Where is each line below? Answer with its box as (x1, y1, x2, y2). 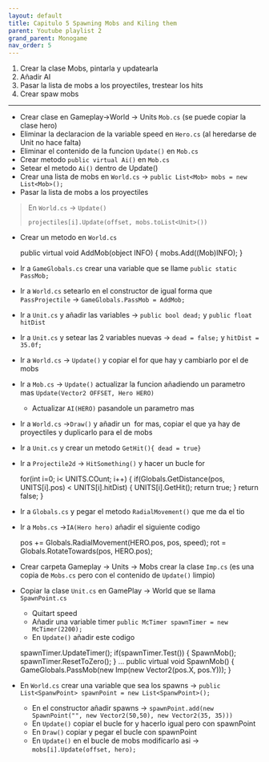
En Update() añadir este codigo (31, 633, 135, 642)
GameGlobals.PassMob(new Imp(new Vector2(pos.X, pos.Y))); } (19, 665, 231, 675)
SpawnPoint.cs (19, 594, 67, 602)
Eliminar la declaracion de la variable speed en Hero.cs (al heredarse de (19, 129, 257, 139)
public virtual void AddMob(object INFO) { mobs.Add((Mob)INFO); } (19, 248, 243, 257)
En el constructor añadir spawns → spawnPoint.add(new (31, 703, 215, 713)
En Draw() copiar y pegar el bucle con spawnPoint (31, 728, 198, 737)
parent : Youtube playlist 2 (8, 26, 102, 34)
